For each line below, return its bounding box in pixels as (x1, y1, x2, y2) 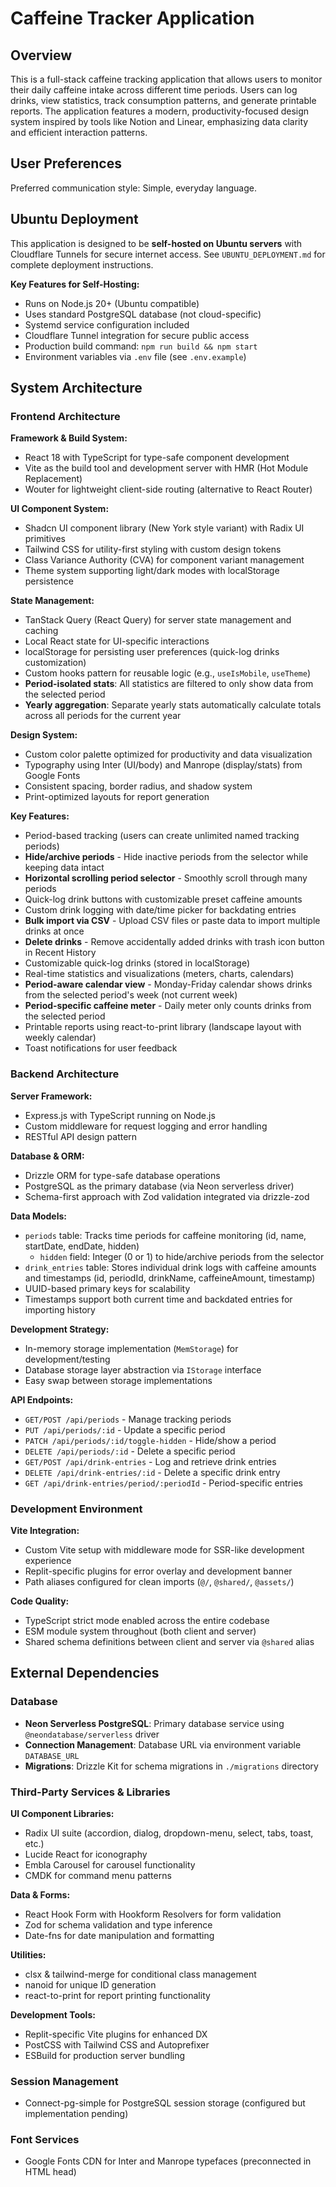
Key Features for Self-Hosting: (10, 278, 140, 290)
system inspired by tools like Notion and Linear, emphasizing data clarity (10, 116, 309, 127)
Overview (10, 47, 73, 64)
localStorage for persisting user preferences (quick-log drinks (24, 646, 280, 658)
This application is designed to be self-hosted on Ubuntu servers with (10, 237, 303, 249)
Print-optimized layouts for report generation (24, 791, 210, 803)
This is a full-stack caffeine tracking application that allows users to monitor (10, 73, 323, 85)
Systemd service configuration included (24, 318, 190, 331)
